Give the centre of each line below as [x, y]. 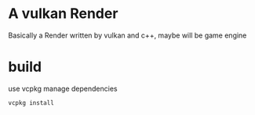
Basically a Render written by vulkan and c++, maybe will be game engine [127, 35]
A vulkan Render [63, 14]
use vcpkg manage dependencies [63, 88]
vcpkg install [31, 102]
